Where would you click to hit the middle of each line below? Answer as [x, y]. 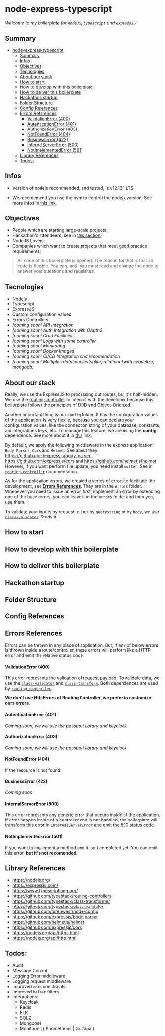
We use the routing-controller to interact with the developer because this [79, 400]
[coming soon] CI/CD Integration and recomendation [66, 356]
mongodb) [23, 367]
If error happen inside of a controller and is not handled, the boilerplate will [81, 820]
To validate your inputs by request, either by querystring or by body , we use [82, 512]
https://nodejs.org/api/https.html [45, 933]
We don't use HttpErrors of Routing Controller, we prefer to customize [78, 698]
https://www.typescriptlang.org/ [45, 891]
